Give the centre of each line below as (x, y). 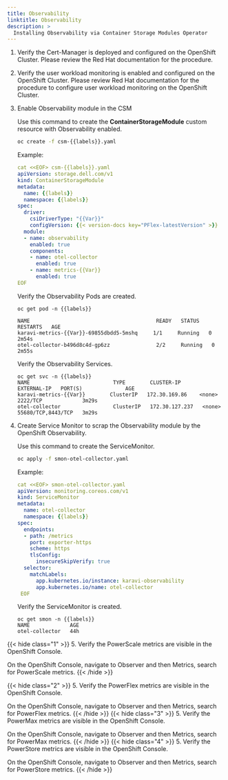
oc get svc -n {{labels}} (54, 377)
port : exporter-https (61, 542)
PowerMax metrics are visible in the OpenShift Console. (86, 721)
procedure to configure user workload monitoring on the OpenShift (112, 88)
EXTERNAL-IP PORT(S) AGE (76, 388)
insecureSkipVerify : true (73, 562)
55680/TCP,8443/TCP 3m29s (57, 412)
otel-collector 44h (48, 632)
